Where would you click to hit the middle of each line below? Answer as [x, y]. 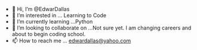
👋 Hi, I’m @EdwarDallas [41, 9]
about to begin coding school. [49, 34]
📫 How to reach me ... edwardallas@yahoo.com [71, 41]
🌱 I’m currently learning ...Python [52, 21]
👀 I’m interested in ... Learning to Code [59, 15]
